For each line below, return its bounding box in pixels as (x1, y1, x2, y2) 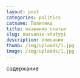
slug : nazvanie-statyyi (6, 31, 67, 37)
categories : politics (6, 15, 61, 21)
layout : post (6, 8, 39, 15)
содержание (6, 65, 39, 72)
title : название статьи (6, 25, 67, 32)
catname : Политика (6, 20, 53, 26)
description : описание (6, 37, 64, 43)
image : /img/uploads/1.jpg (6, 48, 75, 54)
